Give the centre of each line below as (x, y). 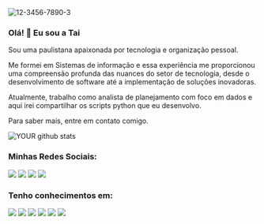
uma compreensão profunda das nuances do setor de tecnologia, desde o (129, 73)
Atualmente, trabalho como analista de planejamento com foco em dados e (130, 97)
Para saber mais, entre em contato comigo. (78, 121)
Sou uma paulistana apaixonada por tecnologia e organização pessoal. (123, 50)
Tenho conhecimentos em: (60, 195)
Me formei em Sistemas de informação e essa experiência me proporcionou (132, 65)
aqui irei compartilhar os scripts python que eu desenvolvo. (105, 106)
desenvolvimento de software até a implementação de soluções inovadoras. (132, 82)
